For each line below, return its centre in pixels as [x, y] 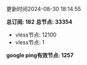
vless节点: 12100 [36, 35]
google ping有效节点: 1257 [40, 55]
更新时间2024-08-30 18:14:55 [44, 9]
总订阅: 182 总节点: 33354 [40, 22]
